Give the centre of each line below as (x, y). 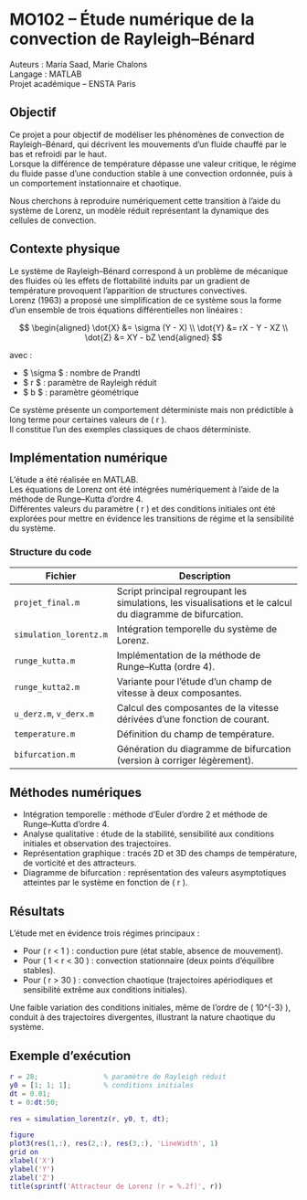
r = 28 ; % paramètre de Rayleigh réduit (118, 1077)
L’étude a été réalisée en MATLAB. (74, 480)
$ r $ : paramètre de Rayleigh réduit (90, 382)
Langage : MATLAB (46, 74)
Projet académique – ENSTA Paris (73, 83)
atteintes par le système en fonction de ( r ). (105, 883)
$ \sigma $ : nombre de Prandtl (81, 372)
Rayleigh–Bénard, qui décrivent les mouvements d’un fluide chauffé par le (148, 144)
